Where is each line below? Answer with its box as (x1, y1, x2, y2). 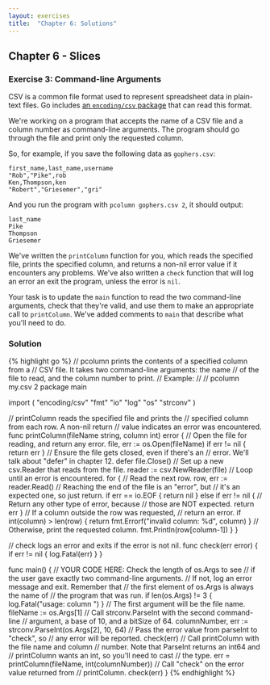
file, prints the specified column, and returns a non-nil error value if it (8, 259, 238, 269)
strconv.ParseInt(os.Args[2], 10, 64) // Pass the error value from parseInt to (8, 625, 258, 635)
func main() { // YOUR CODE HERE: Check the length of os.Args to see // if (8, 565, 255, 574)
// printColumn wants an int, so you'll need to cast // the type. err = (8, 651, 231, 661)
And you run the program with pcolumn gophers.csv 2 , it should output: (8, 200, 244, 210)
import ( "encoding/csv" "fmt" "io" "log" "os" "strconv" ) (8, 397, 196, 408)
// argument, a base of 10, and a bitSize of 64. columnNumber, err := (22, 616, 249, 626)
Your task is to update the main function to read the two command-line (8, 292, 242, 302)
